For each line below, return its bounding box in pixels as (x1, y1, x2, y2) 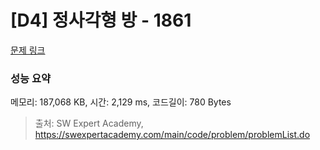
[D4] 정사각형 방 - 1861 (10, 9, 192, 32)
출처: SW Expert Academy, (34, 117, 144, 130)
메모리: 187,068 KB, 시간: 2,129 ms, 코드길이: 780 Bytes (10, 96, 232, 108)
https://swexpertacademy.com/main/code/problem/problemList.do (34, 129, 311, 141)
